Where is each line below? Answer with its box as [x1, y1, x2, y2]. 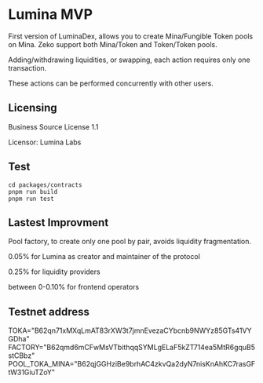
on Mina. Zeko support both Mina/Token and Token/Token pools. [8, 39, 217, 49]
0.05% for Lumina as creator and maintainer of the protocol [8, 252, 200, 261]
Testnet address [8, 305, 90, 319]
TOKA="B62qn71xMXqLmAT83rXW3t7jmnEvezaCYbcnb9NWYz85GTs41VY [8, 326, 252, 335]
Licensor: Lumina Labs [8, 137, 82, 147]
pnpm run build [8, 188, 58, 195]
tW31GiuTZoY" [8, 367, 56, 378]
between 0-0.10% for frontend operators [8, 283, 140, 292]
